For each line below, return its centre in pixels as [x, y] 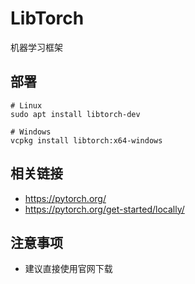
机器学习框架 [36, 47]
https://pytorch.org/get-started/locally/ [104, 209]
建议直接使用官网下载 [68, 269]
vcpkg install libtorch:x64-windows [86, 140]
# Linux [26, 105]
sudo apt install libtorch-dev [75, 114]
